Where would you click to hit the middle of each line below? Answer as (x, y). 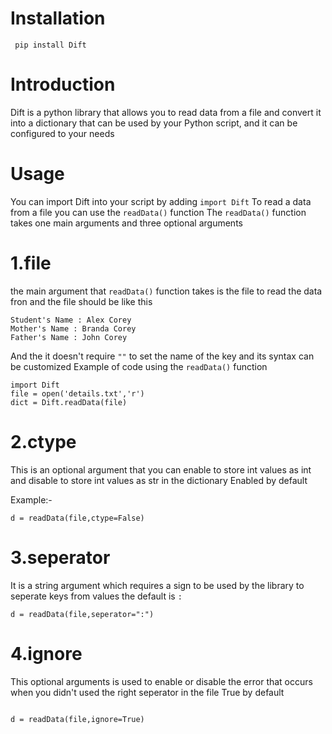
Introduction (63, 84)
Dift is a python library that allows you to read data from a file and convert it (166, 112)
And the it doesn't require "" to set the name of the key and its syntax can (162, 356)
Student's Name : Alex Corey (71, 320)
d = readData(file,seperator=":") (82, 614)
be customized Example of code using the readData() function (139, 366)
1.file (31, 263)
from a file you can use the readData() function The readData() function (158, 212)
